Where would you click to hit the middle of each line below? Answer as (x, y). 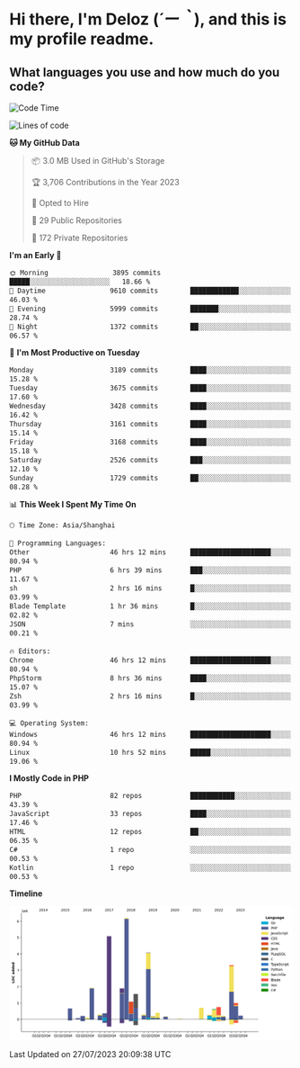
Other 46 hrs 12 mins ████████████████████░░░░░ (150, 552)
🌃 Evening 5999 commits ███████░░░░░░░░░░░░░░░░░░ (150, 309)
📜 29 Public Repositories (77, 220)
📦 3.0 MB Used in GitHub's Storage (98, 161)
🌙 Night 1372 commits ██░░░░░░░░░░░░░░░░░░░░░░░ (150, 327)
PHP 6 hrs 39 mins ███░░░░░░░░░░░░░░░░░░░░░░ (150, 570)
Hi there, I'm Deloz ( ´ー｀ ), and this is (148, 19)
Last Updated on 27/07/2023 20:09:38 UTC (90, 1054)
